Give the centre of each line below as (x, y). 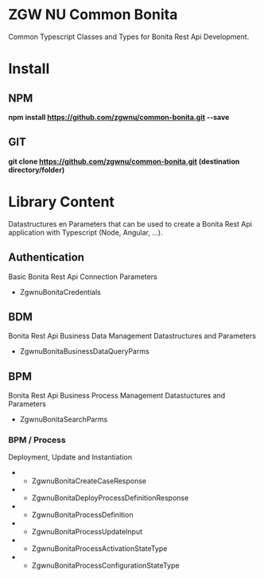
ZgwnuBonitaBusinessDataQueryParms (84, 351)
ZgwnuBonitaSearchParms (64, 420)
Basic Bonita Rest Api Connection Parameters (83, 277)
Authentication (47, 257)
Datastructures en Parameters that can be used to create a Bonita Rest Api (130, 223)
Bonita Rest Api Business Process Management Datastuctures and (117, 396)
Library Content (62, 202)
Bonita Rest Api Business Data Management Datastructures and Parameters (132, 336)
